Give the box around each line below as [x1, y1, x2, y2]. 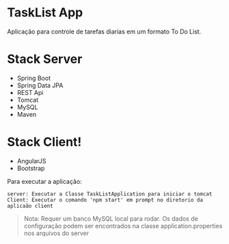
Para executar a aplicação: [7, 177, 82, 185]
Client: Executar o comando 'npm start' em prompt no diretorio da [7, 196, 204, 203]
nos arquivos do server [23, 229, 90, 237]
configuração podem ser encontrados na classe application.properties [23, 221, 223, 230]
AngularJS [16, 157, 46, 165]
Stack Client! [7, 135, 82, 150]
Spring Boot [16, 74, 51, 82]
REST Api [16, 88, 44, 96]
